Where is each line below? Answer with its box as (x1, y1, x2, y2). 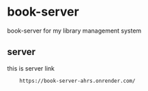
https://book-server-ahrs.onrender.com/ (19, 77, 136, 84)
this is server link (7, 64, 55, 72)
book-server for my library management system (7, 26, 142, 35)
